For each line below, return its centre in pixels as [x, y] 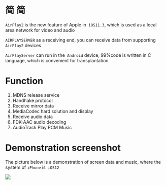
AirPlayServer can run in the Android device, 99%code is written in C [78, 55]
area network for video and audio [40, 30]
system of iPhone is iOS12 [32, 167]
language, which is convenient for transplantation [57, 60]
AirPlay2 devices [23, 45]
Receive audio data [33, 117]
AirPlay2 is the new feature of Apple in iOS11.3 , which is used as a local [81, 25]
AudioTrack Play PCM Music [42, 127]
